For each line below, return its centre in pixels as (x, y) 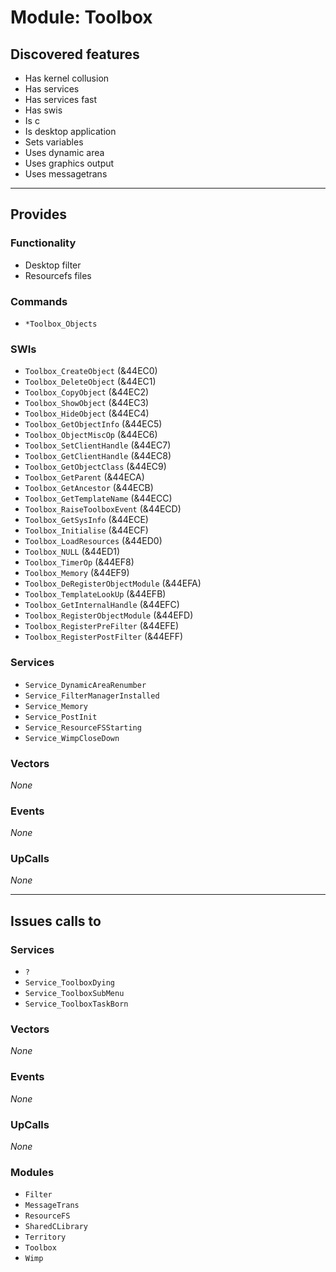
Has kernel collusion (67, 78)
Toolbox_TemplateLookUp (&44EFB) (95, 594)
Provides (38, 214)
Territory (45, 1237)
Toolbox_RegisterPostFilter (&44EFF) (104, 637)
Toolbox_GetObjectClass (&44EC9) (95, 467)
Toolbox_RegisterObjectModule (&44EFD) (109, 615)
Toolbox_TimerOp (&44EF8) (79, 562)
